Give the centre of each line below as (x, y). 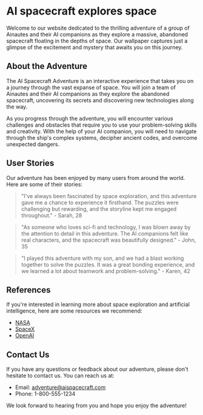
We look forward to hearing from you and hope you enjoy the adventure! (96, 406)
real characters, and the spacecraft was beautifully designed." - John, (108, 240)
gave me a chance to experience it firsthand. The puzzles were (100, 202)
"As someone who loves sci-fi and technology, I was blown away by (106, 227)
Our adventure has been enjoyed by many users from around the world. (96, 178)
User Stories (30, 163)
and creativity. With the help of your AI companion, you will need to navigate (101, 131)
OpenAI (25, 336)
